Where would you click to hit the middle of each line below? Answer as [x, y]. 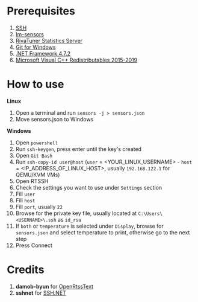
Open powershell [37, 143]
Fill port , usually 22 [39, 207]
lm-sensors [30, 34]
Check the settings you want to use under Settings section [89, 187]
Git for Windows [36, 47]
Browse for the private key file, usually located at [76, 213]
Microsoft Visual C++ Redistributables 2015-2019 [76, 60]
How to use [36, 84]
